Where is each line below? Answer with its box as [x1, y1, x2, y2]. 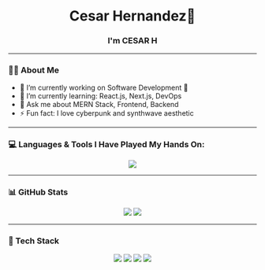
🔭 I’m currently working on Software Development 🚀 [19, 83, 188, 92]
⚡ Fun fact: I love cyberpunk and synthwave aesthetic [19, 108, 195, 117]
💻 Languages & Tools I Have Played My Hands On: [8, 139, 205, 150]
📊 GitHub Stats [8, 187, 69, 198]
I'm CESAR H [107, 35, 158, 46]
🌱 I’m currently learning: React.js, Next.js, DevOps [19, 91, 182, 101]
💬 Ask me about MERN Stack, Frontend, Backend [19, 99, 179, 109]
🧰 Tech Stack [8, 235, 60, 246]
